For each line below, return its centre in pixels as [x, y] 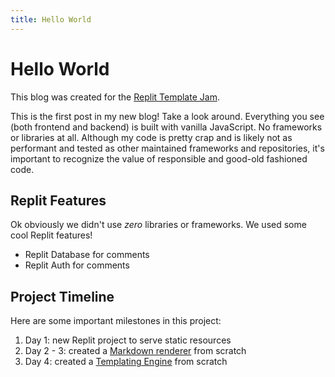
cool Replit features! [51, 235]
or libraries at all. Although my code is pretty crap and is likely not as [151, 137]
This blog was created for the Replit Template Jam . [115, 97]
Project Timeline [62, 296]
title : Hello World [51, 19]
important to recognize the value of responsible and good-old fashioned [159, 158]
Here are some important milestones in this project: [116, 321]
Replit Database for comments [87, 255]
